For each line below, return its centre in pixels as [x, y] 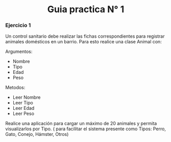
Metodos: [15, 88]
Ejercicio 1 [18, 25]
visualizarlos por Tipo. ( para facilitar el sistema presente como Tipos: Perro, [86, 129]
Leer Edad [23, 108]
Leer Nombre [27, 97]
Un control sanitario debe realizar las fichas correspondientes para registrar [85, 36]
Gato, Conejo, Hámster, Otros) [37, 134]
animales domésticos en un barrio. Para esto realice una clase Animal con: [83, 42]
